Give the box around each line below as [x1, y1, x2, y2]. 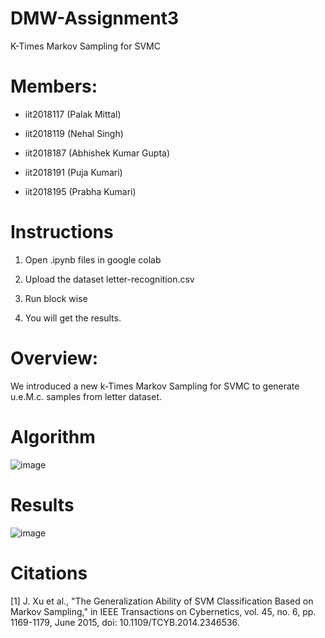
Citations [10, 562, 88, 584]
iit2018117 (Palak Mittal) [24, 108, 122, 120]
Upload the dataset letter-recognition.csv [24, 273, 195, 285]
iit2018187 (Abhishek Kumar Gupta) [24, 147, 171, 159]
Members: [10, 75, 98, 98]
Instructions [10, 221, 114, 244]
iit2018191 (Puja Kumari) [24, 166, 123, 178]
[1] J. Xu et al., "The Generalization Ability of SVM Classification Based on [10, 595, 314, 607]
